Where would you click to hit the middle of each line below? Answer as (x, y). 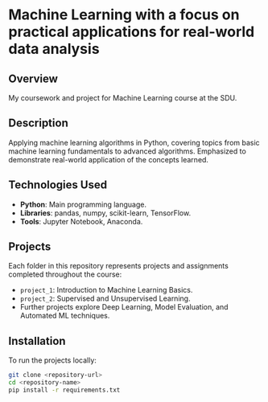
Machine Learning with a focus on (124, 15)
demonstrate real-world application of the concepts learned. (109, 159)
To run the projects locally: (52, 360)
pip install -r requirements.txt (64, 390)
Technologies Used (58, 185)
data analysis (54, 49)
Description (38, 123)
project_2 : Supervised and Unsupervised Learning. (105, 298)
